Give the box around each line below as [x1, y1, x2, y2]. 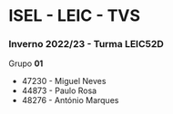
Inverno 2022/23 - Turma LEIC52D [8, 38, 165, 51]
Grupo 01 [8, 58, 44, 69]
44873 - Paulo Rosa [21, 85, 97, 96]
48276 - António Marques [21, 95, 119, 106]
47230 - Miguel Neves [21, 76, 107, 87]
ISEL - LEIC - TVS [8, 5, 141, 26]
